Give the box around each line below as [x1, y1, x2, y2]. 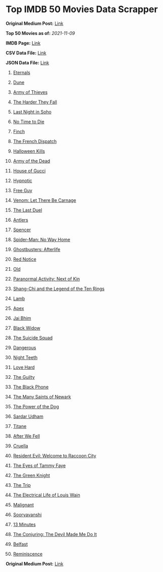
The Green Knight [13, 472, 50, 478]
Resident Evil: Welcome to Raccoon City [13, 452, 96, 458]
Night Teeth [13, 354, 38, 361]
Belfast [13, 541, 28, 547]
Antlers [13, 217, 28, 223]
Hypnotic [13, 177, 32, 184]
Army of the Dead [13, 158, 50, 164]
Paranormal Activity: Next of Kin [13, 275, 80, 282]
